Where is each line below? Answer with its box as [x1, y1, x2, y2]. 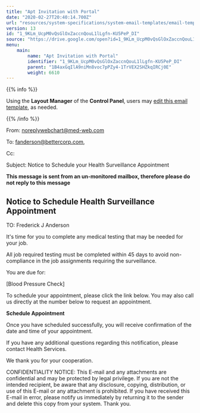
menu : [6, 42, 20, 48]
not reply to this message [6, 179, 70, 186]
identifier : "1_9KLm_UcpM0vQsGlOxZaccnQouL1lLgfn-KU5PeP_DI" [27, 58, 183, 64]
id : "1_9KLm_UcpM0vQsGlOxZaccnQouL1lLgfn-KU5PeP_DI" [6, 31, 140, 37]
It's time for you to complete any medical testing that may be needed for [6, 233, 183, 240]
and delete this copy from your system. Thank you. [6, 400, 131, 408]
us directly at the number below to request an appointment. [6, 298, 152, 305]
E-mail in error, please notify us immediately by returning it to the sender [6, 394, 184, 401]
